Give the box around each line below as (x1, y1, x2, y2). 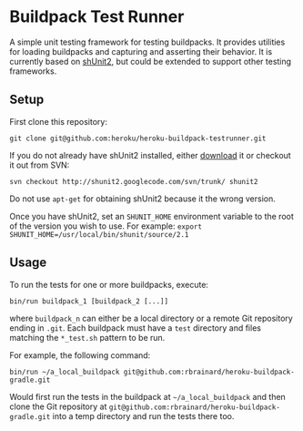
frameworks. (9, 66, 57, 77)
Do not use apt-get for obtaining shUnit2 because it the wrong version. (9, 193, 276, 204)
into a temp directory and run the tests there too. (52, 410, 235, 421)
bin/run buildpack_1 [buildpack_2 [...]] (9, 296, 169, 306)
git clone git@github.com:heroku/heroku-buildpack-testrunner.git (9, 134, 267, 143)
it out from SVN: (9, 159, 70, 170)
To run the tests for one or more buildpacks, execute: (9, 279, 209, 290)
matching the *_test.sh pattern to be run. (9, 332, 166, 343)
